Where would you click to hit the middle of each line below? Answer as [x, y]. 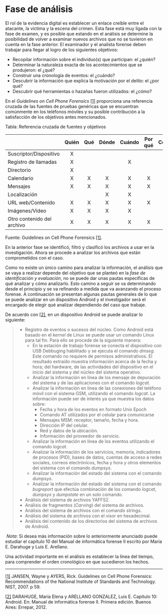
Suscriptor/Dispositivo [34, 154]
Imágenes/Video [27, 210]
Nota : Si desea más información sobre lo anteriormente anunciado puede [82, 536]
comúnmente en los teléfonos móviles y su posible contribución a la [75, 112]
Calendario [20, 178]
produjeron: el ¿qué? [33, 70]
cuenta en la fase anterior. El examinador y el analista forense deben [76, 44]
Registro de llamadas [32, 162]
